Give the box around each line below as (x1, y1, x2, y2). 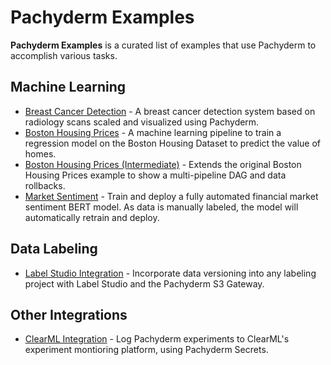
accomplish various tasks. (10, 49, 118, 61)
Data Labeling (10, 241, 98, 258)
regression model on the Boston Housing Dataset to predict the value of (24, 137, 322, 149)
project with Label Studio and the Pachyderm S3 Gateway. (24, 277, 265, 290)
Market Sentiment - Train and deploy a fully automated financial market (24, 190, 319, 202)
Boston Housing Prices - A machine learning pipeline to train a (24, 126, 282, 138)
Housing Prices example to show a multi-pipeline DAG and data (24, 169, 287, 181)
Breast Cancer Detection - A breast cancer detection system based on (24, 105, 316, 117)
